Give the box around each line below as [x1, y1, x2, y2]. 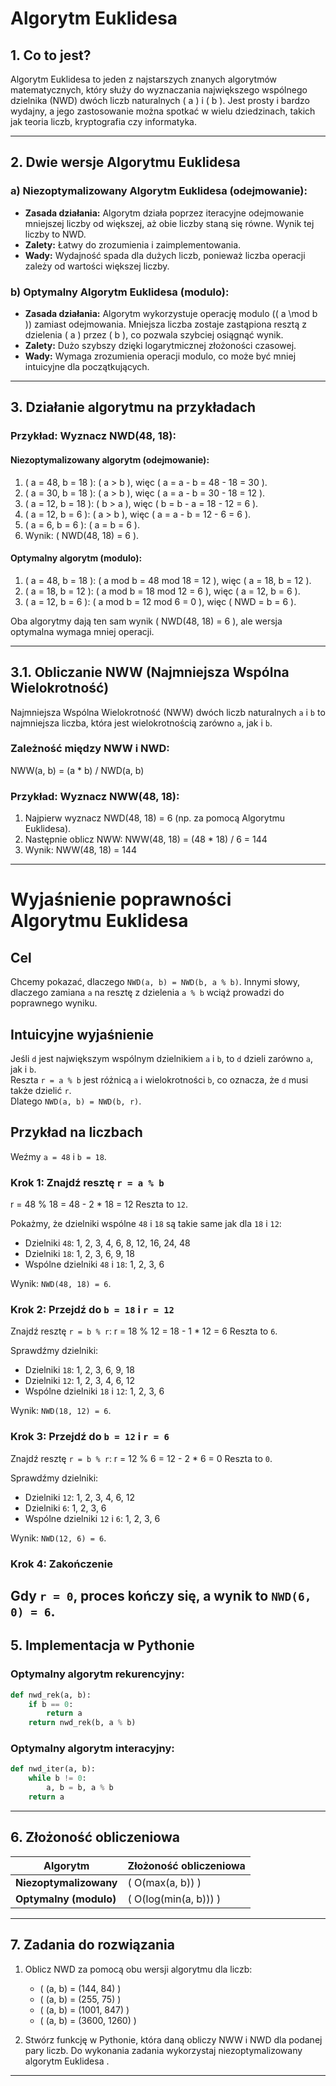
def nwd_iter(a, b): [10, 1764, 97, 1774]
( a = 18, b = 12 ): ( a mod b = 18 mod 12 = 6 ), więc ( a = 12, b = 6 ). [24, 585, 301, 597]
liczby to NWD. [24, 228, 87, 240]
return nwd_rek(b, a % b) [28, 1718, 137, 1728]
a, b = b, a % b [46, 1783, 114, 1793]
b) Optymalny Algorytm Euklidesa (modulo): [10, 285, 230, 299]
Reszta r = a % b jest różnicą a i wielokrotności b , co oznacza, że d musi [10, 1073, 309, 1086]
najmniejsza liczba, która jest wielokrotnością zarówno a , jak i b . [10, 717, 273, 729]
